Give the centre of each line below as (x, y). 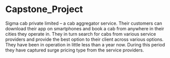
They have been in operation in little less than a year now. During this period (85, 44)
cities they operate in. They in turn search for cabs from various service (81, 34)
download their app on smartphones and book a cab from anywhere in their (85, 28)
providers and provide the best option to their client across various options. (84, 39)
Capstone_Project (44, 9)
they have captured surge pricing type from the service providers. (75, 50)
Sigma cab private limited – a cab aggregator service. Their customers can (84, 23)
